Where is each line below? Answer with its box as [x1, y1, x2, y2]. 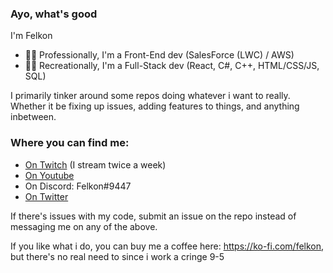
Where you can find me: [10, 136, 130, 150]
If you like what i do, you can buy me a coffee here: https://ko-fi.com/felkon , [10, 240, 325, 252]
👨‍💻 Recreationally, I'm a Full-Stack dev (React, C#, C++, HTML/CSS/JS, [24, 60, 320, 72]
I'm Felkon [10, 30, 53, 42]
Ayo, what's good [10, 7, 98, 21]
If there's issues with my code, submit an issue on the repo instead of [10, 210, 297, 222]
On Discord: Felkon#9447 [24, 180, 132, 192]
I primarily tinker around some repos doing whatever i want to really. [10, 90, 291, 102]
